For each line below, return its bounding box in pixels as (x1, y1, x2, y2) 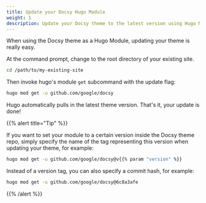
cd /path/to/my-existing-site (6, 67, 84, 73)
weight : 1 (6, 15, 32, 21)
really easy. (6, 43, 36, 51)
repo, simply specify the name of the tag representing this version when (6, 138, 189, 146)
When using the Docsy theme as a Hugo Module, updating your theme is (6, 37, 190, 45)
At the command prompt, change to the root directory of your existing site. (6, 56, 194, 63)
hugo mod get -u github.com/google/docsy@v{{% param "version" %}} (6, 157, 183, 163)
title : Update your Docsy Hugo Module (6, 9, 105, 15)
